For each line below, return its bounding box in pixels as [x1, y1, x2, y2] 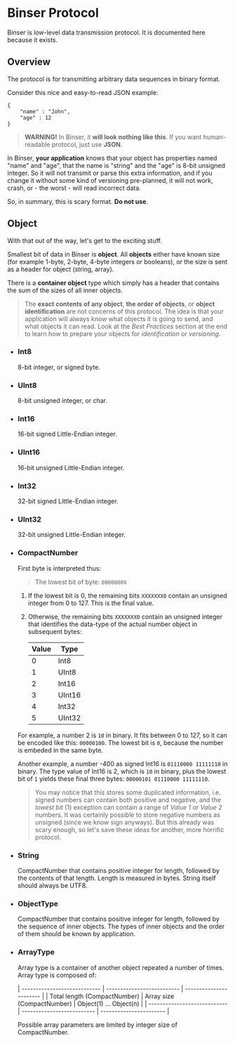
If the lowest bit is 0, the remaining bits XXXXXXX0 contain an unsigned [27, 591, 227, 600]
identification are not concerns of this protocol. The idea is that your [24, 307, 224, 316]
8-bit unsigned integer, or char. [17, 396, 107, 405]
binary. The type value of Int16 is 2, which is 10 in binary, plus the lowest [17, 767, 227, 775]
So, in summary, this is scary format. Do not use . [7, 197, 149, 205]
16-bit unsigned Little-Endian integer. [17, 463, 125, 472]
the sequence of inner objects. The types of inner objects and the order [17, 922, 225, 931]
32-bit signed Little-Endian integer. [17, 497, 119, 505]
